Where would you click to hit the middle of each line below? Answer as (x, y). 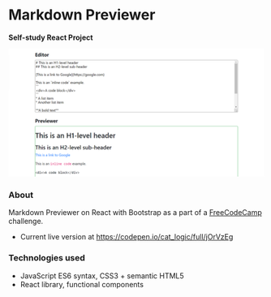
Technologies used (47, 258)
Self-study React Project (51, 37)
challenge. (26, 222)
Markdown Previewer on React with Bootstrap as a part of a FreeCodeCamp (135, 213)
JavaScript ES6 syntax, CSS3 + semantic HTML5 (102, 275)
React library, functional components (82, 284)
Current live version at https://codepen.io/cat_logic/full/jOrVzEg (127, 237)
